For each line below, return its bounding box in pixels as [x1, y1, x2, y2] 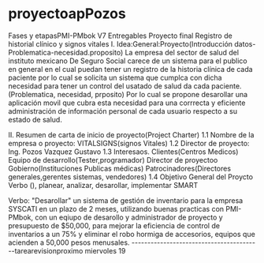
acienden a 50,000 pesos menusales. [8, 238, 130, 247]
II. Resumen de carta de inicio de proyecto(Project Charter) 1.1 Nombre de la [8, 130, 255, 139]
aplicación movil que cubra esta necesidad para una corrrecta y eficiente [8, 98, 246, 107]
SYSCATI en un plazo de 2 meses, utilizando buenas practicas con [8, 204, 225, 213]
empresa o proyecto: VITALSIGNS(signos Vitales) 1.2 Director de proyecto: [8, 138, 250, 148]
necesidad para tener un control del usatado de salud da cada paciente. [8, 81, 242, 91]
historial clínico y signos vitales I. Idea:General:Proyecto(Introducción [8, 39, 233, 48]
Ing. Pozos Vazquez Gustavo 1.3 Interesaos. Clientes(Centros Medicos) [8, 147, 239, 156]
